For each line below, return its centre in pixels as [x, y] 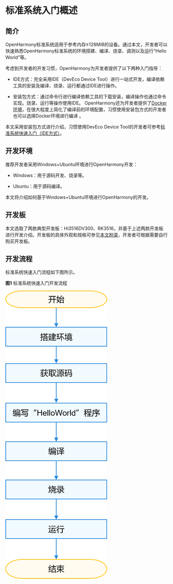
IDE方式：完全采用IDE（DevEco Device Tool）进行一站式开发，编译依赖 [89, 79]
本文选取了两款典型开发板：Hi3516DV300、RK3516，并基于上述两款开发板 [84, 228]
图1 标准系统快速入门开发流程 [36, 283]
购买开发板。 [19, 241]
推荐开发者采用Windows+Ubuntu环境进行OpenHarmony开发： [72, 164]
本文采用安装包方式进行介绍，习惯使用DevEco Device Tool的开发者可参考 [83, 127]
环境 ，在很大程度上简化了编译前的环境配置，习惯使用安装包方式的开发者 [89, 109]
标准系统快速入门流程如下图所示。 [41, 272]
